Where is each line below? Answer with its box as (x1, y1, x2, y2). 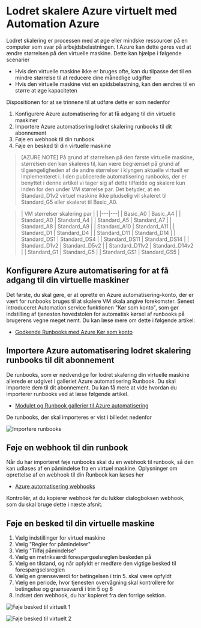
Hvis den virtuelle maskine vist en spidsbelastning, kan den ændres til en (14, 80, 196, 88)
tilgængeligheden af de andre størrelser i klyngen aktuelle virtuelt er (20, 166, 190, 174)
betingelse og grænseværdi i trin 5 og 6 (14, 585, 113, 593)
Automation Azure (6, 17, 100, 31)
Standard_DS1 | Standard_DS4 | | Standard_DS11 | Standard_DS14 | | (20, 236, 190, 243)
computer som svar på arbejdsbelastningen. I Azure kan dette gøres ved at (6, 43, 191, 50)
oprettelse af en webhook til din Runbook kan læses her (6, 471, 144, 478)
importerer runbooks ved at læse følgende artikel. (6, 390, 129, 397)
